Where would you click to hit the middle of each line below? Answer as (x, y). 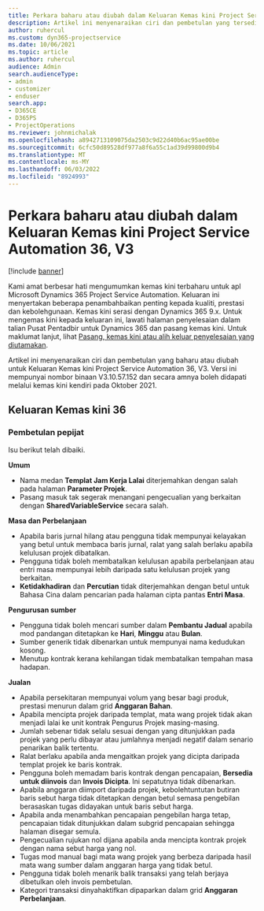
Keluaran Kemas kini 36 (67, 410)
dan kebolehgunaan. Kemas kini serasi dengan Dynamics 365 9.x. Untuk (125, 311)
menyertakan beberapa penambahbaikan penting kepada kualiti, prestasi (126, 303)
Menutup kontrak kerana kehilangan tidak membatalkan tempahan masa (136, 658)
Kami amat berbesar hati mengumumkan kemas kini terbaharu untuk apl (125, 286)
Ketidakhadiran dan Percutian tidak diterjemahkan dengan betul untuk (134, 586)
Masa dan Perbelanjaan (48, 520)
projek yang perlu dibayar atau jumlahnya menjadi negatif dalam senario (136, 739)
